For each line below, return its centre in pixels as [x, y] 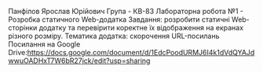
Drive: [18, 52]
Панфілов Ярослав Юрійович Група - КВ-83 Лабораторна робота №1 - [126, 11]
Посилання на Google [44, 44]
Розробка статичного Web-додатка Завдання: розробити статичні [119, 19]
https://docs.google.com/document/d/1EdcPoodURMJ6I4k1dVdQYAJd [141, 52]
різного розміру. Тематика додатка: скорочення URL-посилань [114, 36]
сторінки [23, 28]
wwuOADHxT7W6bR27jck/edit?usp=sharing [79, 61]
